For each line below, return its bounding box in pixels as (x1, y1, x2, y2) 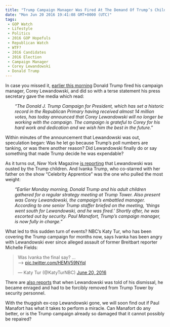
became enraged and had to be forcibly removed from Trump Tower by (5, 284, 154, 291)
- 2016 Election (7, 54, 42, 60)
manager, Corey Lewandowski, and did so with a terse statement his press (5, 88, 160, 94)
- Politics (7, 31, 30, 36)
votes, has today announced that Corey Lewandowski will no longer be (15, 114, 163, 119)
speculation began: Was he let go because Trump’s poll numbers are (5, 140, 148, 146)
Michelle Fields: (5, 244, 38, 251)
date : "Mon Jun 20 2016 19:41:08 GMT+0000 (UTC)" (5, 12, 112, 17)
